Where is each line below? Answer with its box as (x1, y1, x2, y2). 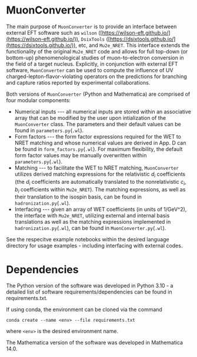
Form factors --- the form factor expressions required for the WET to (14, 133, 181, 140)
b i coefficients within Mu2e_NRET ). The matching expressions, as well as (14, 186, 186, 194)
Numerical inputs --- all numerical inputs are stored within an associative (14, 108, 191, 115)
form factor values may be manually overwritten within (14, 151, 147, 159)
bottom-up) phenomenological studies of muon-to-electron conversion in (6, 54, 184, 61)
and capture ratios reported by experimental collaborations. (6, 79, 151, 86)
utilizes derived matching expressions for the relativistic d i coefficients (14, 170, 186, 179)
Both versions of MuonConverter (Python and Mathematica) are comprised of (6, 90, 191, 97)
